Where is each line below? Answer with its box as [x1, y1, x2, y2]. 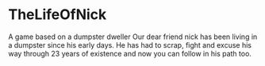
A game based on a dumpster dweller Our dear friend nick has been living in [8, 32, 258, 41]
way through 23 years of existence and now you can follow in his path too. [8, 49, 252, 58]
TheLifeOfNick [8, 6, 107, 24]
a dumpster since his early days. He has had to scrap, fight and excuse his [8, 40, 252, 49]
